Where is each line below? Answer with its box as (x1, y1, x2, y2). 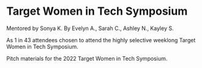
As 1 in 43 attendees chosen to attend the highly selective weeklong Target (6, 36, 196, 43)
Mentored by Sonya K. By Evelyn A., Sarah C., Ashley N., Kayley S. (6, 25, 174, 32)
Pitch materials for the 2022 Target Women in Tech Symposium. (6, 55, 168, 62)
